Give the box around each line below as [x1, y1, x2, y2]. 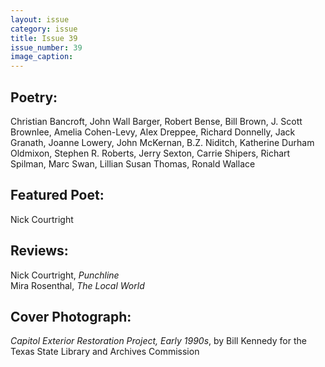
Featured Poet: [10, 187, 105, 204]
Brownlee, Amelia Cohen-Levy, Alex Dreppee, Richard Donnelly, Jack [10, 126, 296, 138]
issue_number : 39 [10, 42, 83, 53]
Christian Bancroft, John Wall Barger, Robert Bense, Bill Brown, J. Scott [10, 115, 303, 127]
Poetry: [10, 89, 58, 106]
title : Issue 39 [10, 33, 78, 43]
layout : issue [10, 14, 70, 25]
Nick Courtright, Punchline [10, 269, 120, 281]
